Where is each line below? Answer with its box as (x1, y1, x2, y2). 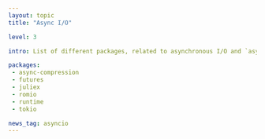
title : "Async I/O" (8, 19, 73, 27)
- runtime (11, 97, 44, 106)
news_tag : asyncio (8, 119, 69, 127)
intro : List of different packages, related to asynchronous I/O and (8, 47, 242, 55)
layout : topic (8, 11, 55, 20)
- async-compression (11, 68, 80, 77)
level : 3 (8, 33, 37, 41)
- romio (11, 90, 37, 98)
